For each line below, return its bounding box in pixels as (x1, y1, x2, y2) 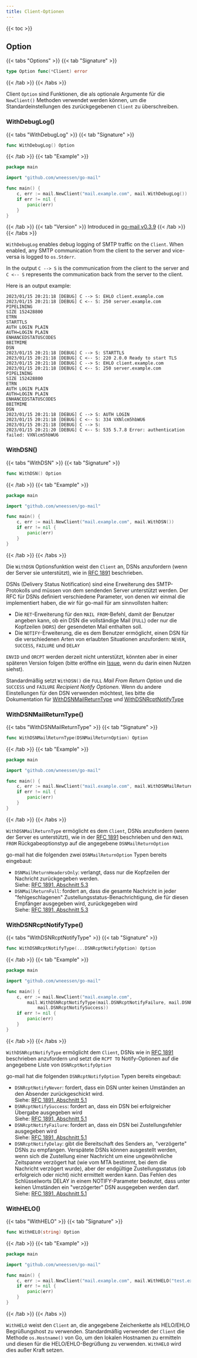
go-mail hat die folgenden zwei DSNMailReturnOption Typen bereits (6, 851, 167, 858)
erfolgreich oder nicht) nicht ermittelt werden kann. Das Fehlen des (14, 1171, 177, 1178)
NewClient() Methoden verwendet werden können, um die (6, 97, 147, 104)
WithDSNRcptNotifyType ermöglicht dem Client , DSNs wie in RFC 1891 (6, 1048, 174, 1056)
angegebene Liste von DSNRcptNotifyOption (6, 1061, 111, 1068)
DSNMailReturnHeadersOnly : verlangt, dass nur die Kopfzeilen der (14, 869, 170, 876)
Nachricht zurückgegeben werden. (14, 875, 99, 882)
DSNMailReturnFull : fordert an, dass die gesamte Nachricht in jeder (14, 887, 176, 895)
